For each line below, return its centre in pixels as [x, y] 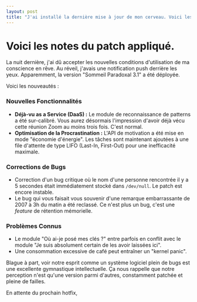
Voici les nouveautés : [33, 86]
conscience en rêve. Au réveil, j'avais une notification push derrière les [92, 69]
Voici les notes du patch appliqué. [90, 46]
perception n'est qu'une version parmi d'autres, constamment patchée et [94, 275]
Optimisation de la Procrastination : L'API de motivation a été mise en [99, 133]
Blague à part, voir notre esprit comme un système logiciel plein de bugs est [98, 263]
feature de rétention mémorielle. [53, 211]
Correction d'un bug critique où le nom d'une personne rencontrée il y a [101, 180]
